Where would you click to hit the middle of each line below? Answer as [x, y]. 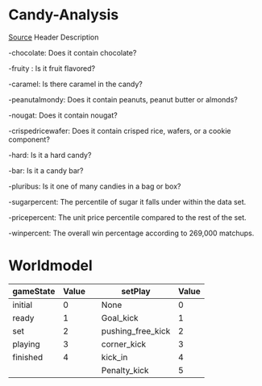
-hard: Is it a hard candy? [50, 155]
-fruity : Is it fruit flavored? [52, 68]
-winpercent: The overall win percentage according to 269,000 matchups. [131, 233]
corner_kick [124, 344]
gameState [34, 291]
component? [29, 139]
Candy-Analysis [64, 15]
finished [28, 357]
